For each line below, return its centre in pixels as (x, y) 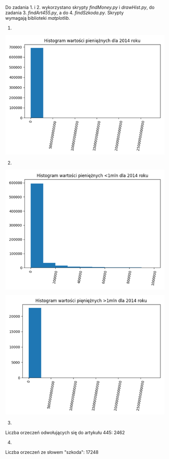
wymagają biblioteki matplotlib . (38, 18)
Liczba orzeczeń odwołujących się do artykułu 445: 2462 (65, 432)
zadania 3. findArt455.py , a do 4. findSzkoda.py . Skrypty (65, 13)
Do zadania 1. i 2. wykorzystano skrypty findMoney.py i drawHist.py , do (80, 7)
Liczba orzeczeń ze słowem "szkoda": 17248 (52, 452)
